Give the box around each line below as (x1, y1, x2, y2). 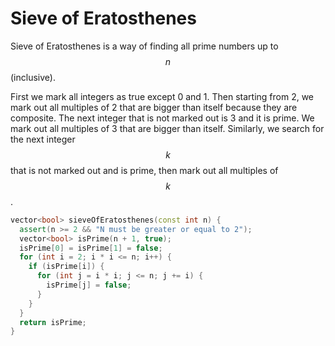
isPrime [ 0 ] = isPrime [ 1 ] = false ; (19, 243, 163, 253)
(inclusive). (10, 71, 56, 83)
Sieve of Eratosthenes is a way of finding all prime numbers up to (10, 40, 279, 52)
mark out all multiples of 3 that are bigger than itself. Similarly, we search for (10, 122, 325, 134)
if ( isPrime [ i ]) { (28, 262, 105, 272)
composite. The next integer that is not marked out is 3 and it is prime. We (10, 112, 315, 124)
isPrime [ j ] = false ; (46, 280, 132, 291)
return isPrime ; (19, 317, 87, 327)
